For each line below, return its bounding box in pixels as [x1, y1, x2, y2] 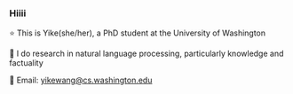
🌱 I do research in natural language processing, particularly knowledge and [9, 48, 284, 59]
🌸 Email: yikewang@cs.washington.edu [9, 74, 153, 86]
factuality [9, 58, 44, 68]
